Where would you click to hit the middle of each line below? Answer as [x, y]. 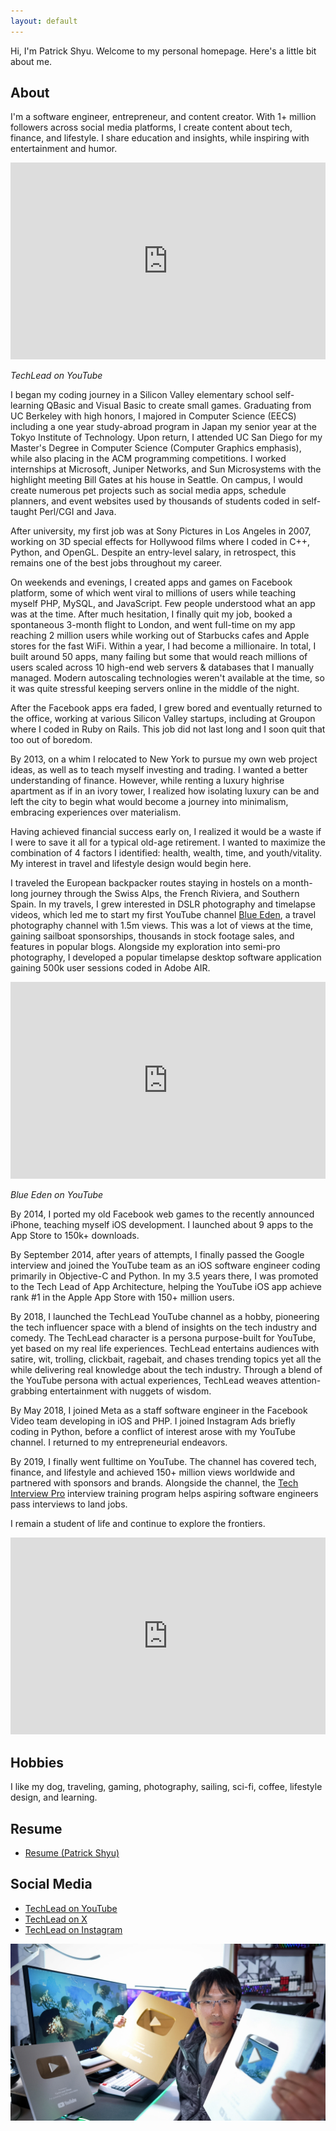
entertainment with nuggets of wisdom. [130, 1391]
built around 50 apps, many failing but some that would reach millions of [159, 657]
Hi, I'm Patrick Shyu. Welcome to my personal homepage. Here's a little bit [163, 51]
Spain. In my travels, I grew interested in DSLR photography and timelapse [163, 904]
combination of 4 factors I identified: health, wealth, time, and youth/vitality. [166, 853]
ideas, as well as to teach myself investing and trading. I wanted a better [159, 770]
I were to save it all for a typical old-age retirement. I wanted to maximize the [168, 842]
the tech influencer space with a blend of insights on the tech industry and [163, 1327]
